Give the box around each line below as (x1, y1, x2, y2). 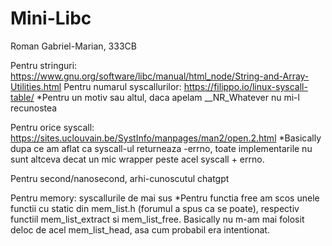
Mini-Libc (10, 7, 92, 30)
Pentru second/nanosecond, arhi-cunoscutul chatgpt (10, 172, 230, 184)
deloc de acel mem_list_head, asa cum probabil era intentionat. (10, 223, 270, 236)
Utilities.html (10, 80, 62, 92)
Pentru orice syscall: (10, 121, 95, 133)
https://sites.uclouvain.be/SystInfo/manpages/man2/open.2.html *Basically (10, 132, 322, 144)
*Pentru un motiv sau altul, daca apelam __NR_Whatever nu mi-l (36, 91, 300, 103)
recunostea (10, 102, 58, 114)
